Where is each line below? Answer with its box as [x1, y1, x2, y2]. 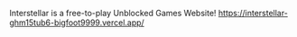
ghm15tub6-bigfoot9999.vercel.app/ [9, 17, 144, 28]
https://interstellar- [218, 8, 289, 18]
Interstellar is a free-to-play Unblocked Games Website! [9, 8, 217, 18]
